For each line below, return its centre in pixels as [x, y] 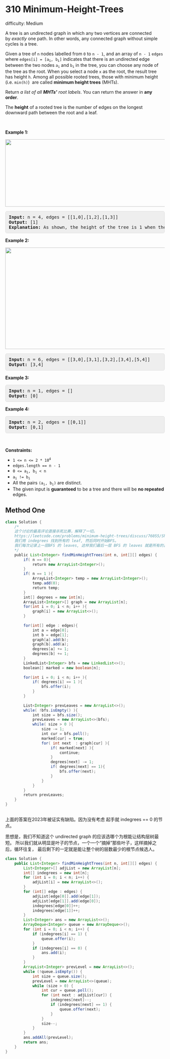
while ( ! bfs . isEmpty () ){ [51, 710]
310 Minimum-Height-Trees [65, 9]
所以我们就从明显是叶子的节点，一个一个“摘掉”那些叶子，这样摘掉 [84, 843]
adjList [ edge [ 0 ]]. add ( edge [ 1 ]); [66, 896]
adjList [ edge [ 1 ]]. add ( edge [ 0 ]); [66, 901]
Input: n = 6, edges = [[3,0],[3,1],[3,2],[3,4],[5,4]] [79, 359]
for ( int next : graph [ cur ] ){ [75, 743]
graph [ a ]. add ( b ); [51, 640]
